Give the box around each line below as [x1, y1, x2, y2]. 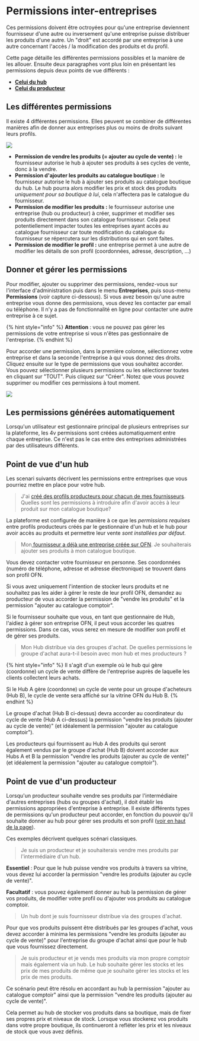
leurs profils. [6, 130, 37, 137]
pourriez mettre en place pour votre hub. [6, 481, 105, 488]
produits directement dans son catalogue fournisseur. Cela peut [14, 215, 171, 223]
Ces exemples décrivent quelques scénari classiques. [6, 835, 137, 842]
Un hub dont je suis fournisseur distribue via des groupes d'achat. [20, 913, 182, 919]
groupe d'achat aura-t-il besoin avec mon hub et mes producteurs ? [20, 650, 187, 657]
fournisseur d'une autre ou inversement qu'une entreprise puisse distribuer [6, 30, 190, 37]
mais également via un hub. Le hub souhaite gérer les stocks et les [20, 961, 184, 968]
